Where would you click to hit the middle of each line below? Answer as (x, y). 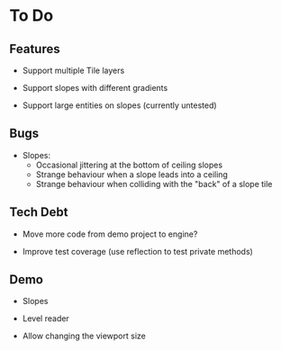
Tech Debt (39, 212)
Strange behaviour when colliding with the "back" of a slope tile (154, 184)
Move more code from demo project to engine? (110, 234)
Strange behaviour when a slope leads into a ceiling (131, 174)
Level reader (45, 319)
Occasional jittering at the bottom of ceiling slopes (129, 165)
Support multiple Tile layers (73, 70)
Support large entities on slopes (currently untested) (120, 105)
